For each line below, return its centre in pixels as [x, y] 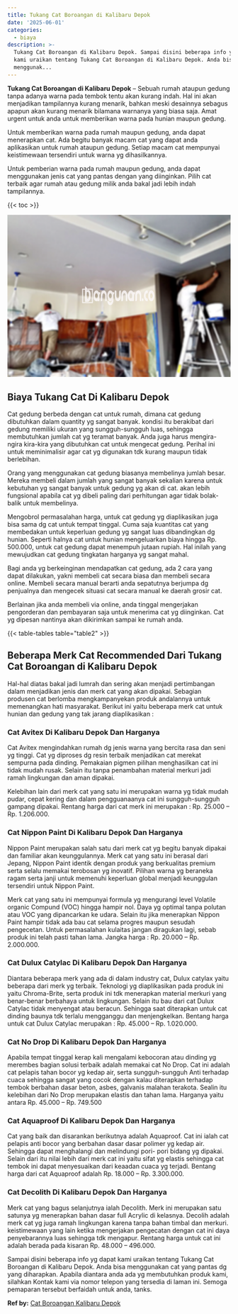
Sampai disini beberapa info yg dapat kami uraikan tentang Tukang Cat [111, 1259]
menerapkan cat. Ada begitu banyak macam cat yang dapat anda [103, 140]
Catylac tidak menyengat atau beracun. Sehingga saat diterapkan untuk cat [117, 1008]
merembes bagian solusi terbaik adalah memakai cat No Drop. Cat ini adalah [119, 1065]
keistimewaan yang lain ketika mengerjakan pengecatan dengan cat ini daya [119, 1230]
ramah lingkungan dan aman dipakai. [61, 778]
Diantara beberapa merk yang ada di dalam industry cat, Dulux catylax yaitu [118, 978]
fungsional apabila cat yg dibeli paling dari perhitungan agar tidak [103, 495]
